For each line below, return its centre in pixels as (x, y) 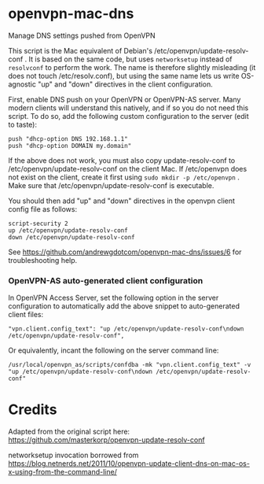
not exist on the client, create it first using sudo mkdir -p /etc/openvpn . (124, 177)
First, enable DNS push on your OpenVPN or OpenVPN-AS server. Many (125, 99)
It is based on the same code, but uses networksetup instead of (130, 59)
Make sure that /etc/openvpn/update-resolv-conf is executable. (111, 185)
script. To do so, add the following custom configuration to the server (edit (128, 116)
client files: (26, 315)
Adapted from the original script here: (69, 432)
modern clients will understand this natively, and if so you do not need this (128, 108)
